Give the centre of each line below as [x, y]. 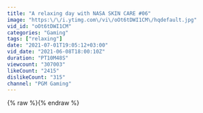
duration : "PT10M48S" [38, 58]
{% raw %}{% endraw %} [43, 103]
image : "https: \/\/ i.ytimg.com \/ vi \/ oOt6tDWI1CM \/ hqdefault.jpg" [102, 20]
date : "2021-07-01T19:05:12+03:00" [58, 45]
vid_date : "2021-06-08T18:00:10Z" [56, 52]
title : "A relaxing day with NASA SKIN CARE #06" [79, 13]
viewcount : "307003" [37, 64]
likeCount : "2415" [33, 71]
